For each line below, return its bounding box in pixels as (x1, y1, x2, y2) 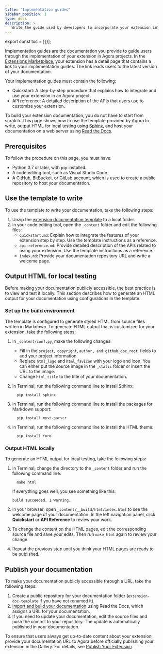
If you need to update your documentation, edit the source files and (12, 613, 147, 619)
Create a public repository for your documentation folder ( (12, 593, 129, 598)
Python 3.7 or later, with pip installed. (12, 164, 87, 170)
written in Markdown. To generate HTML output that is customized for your (5, 323, 155, 329)
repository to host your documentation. (12, 180, 91, 186)
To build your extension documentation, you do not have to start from (5, 112, 144, 118)
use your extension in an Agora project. (12, 93, 91, 99)
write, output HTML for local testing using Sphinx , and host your (5, 123, 133, 129)
